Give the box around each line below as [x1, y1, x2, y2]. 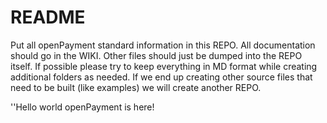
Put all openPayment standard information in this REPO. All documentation [10, 39, 316, 51]
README [10, 6, 86, 29]
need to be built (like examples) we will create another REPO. [10, 81, 262, 93]
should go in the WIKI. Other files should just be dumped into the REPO [10, 49, 303, 61]
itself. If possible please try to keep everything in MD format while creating [10, 60, 318, 72]
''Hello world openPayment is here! [10, 101, 155, 113]
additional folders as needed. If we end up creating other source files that [10, 71, 313, 83]
